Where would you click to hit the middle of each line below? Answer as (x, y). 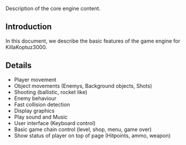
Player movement (35, 80)
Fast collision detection (42, 104)
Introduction (29, 27)
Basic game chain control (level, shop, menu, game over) (83, 129)
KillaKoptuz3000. (26, 47)
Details (18, 66)
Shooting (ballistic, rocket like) (50, 92)
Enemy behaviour (35, 98)
